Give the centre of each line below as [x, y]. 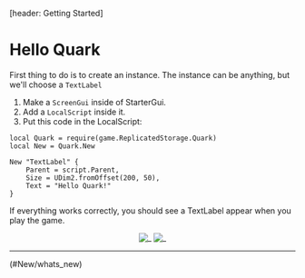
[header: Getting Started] [56, 13]
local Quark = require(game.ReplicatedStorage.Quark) [113, 138]
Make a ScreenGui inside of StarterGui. [94, 102]
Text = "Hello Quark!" [69, 185]
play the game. [37, 220]
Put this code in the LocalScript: [82, 121]
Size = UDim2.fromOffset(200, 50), [93, 178]
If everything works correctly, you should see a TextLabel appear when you [151, 210]
